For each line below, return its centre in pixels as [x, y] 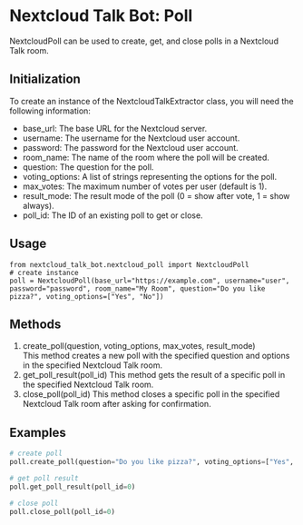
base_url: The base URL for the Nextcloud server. [115, 128]
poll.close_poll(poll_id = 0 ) [63, 511]
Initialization [45, 79]
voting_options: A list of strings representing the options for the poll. [150, 176]
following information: [50, 111]
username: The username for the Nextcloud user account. [131, 138]
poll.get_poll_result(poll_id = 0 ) [73, 487]
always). [38, 205]
